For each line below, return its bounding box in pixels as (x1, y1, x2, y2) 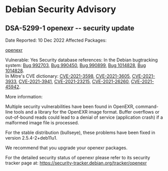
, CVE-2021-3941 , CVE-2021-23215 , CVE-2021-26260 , (16, 79, 130, 84)
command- (135, 104, 159, 110)
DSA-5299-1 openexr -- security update (5, 24, 135, 32)
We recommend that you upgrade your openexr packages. (5, 145, 128, 151)
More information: (5, 94, 43, 99)
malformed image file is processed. (5, 120, 79, 125)
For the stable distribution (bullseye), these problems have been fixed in (5, 129, 156, 135)
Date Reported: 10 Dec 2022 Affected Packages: (5, 37, 107, 43)
